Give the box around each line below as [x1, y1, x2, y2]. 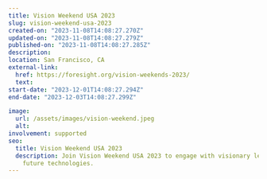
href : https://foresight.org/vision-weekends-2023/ [15, 71, 191, 79]
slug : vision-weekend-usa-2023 [8, 19, 112, 27]
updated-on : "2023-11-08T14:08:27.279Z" [8, 33, 145, 42]
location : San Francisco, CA [8, 56, 105, 64]
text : [15, 78, 34, 86]
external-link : [8, 64, 59, 72]
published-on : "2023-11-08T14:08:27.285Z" [8, 41, 151, 49]
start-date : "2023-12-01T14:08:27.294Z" [8, 85, 145, 94]
